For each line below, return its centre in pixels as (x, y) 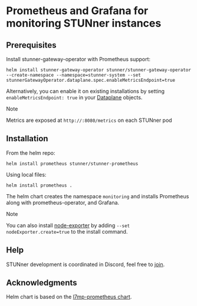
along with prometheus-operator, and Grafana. (63, 202)
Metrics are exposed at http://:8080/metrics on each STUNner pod (89, 120)
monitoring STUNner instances (84, 23)
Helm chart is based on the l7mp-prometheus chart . (69, 297)
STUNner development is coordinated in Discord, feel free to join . (86, 264)
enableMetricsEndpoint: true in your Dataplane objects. (74, 97)
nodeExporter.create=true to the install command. (67, 231)
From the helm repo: (31, 153)
